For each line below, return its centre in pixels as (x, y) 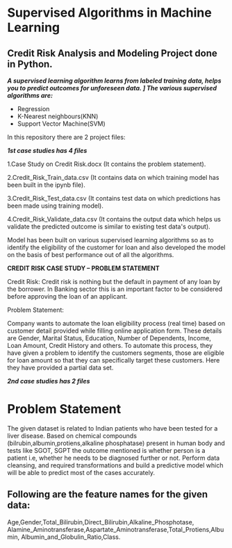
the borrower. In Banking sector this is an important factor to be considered (115, 289)
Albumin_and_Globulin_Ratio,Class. (71, 537)
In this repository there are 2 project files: (66, 137)
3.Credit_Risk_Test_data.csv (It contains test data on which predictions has (114, 198)
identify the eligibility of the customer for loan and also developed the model (116, 247)
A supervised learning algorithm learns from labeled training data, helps (114, 81)
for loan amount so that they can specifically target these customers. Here (114, 360)
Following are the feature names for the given (108, 495)
